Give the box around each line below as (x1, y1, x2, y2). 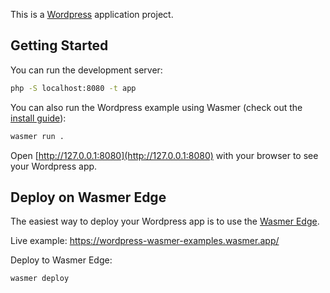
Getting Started (10, 37, 109, 54)
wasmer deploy (10, 274, 70, 284)
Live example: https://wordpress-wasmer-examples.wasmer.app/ (10, 235, 280, 247)
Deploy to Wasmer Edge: (10, 254, 113, 266)
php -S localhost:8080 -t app (10, 83, 137, 93)
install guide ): (10, 112, 67, 124)
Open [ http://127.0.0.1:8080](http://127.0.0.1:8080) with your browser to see (10, 149, 319, 161)
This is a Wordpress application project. (10, 9, 174, 20)
